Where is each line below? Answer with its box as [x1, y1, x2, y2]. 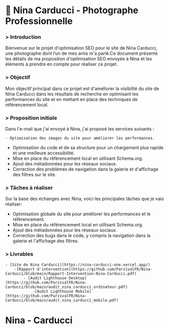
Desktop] [68, 275, 87, 281]
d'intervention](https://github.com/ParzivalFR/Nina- [37, 267, 153, 272]
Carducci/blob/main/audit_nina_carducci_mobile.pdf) [5, 298, 119, 303]
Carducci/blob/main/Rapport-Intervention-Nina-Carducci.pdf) [5, 271, 137, 276]
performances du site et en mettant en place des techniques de [5, 96, 138, 102]
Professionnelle [5, 15, 73, 27]
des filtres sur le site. [12, 172, 57, 178]
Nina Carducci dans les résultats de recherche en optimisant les [5, 91, 139, 97]
